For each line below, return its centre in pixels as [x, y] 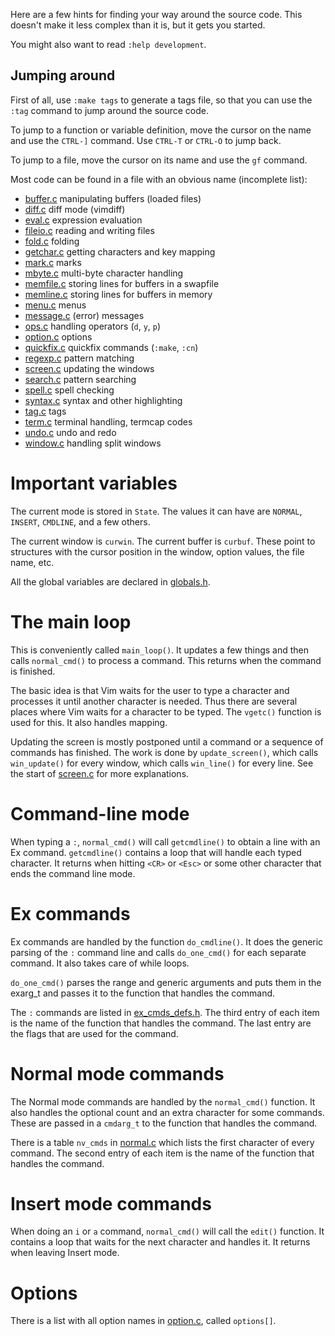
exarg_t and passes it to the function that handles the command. [143, 993]
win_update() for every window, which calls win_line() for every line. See [162, 763]
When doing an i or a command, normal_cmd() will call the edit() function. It [167, 1231]
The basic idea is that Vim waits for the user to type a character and [150, 690]
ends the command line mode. [73, 873]
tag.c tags [45, 411]
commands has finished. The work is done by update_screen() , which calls [164, 752]
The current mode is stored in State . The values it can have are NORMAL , [156, 511]
